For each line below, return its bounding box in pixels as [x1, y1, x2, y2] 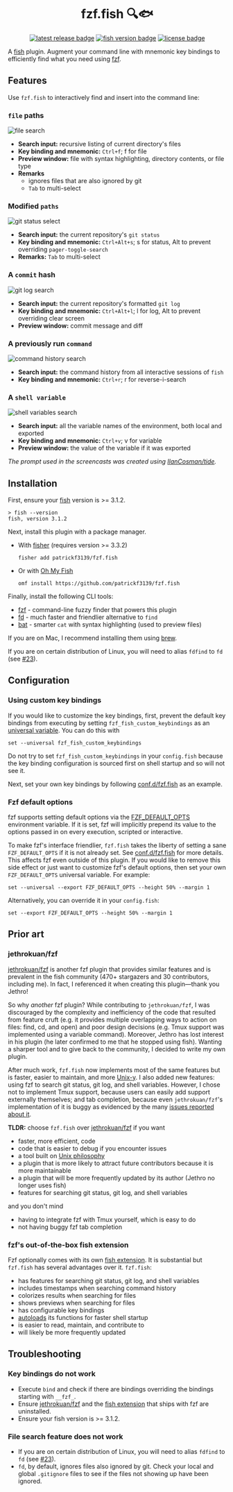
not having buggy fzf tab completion [17, 1223, 123, 1231]
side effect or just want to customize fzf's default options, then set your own [8, 863, 226, 872]
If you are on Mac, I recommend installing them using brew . [8, 634, 178, 643]
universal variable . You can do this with [8, 726, 120, 734]
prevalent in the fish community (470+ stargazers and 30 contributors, [8, 972, 209, 981]
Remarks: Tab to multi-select [17, 253, 101, 261]
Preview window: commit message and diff [17, 321, 144, 330]
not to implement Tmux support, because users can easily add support [8, 1087, 211, 1096]
